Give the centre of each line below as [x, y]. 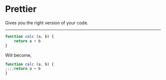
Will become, [19, 55]
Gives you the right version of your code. [47, 23]
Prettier [21, 9]
